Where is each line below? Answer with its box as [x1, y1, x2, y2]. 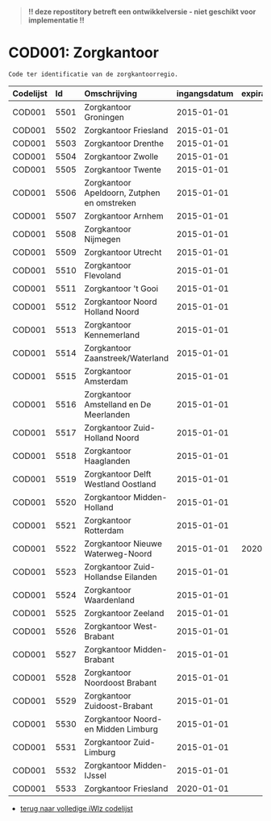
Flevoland [84, 269, 122, 281]
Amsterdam [84, 375, 129, 386]
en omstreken [84, 197, 137, 208]
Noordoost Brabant [84, 677, 157, 688]
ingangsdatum [176, 88, 234, 99]
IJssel [84, 769, 107, 781]
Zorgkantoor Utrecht [84, 246, 162, 257]
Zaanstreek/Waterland [84, 352, 169, 364]
